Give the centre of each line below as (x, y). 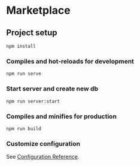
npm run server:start (33, 101)
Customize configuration (43, 143)
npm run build (24, 129)
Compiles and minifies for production (61, 116)
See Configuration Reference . (43, 157)
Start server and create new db (52, 89)
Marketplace (38, 10)
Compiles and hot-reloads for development (70, 61)
